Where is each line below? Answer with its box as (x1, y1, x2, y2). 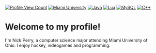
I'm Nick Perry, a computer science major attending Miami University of (5, 37, 148, 43)
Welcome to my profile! (5, 22, 101, 32)
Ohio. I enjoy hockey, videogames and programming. (5, 42, 110, 48)
